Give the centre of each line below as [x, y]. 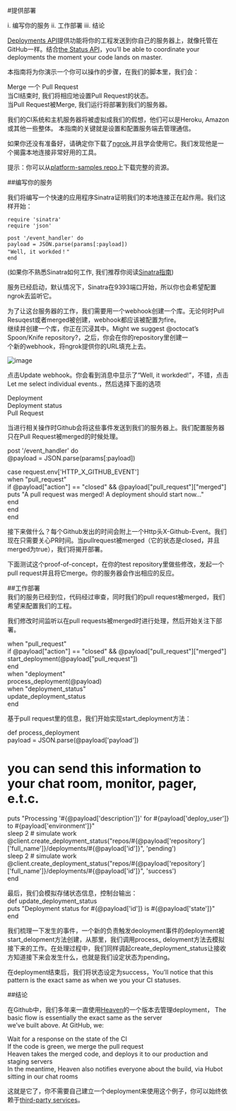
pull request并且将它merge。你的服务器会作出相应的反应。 [93, 573]
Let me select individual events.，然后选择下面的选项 [84, 384]
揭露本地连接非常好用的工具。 [57, 152]
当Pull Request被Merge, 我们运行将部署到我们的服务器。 [89, 104]
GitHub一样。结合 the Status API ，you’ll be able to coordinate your [104, 49]
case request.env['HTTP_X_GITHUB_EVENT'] [73, 472]
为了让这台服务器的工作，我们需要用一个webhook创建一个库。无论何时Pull [116, 311]
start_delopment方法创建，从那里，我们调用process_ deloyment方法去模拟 [116, 939]
